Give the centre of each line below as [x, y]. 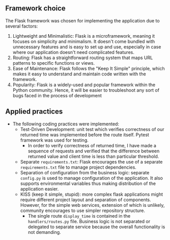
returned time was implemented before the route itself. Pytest [84, 135]
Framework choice [36, 8]
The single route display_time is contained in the [79, 216]
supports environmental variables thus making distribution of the [88, 183]
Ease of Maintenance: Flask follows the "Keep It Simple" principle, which [89, 68]
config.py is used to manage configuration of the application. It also [91, 178]
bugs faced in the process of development [57, 95]
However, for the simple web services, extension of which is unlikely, [92, 205]
